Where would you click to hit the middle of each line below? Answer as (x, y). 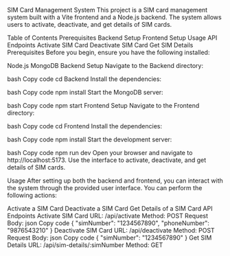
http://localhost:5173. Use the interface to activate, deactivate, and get (107, 160)
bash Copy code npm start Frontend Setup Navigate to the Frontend (103, 105)
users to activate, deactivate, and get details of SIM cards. (90, 24)
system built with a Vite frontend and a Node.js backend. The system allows (114, 17)
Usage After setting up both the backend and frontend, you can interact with (115, 181)
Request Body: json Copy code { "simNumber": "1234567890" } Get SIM (110, 237)
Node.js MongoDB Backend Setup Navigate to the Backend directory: (105, 66)
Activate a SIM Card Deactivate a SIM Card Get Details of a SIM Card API (110, 208)
